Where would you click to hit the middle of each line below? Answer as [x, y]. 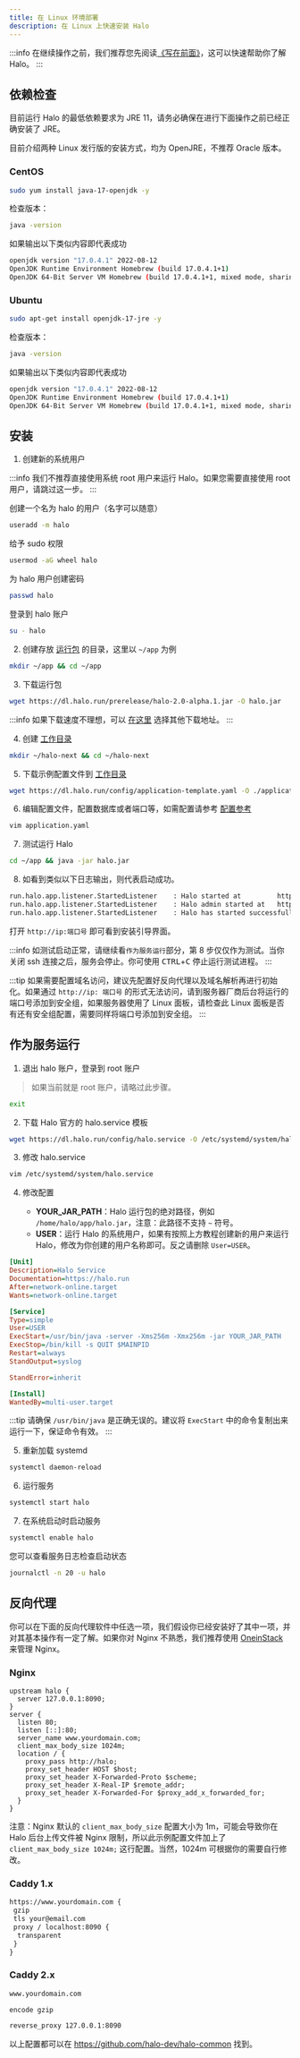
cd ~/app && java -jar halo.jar [69, 861]
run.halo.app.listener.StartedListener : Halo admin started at [137, 905]
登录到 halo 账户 [39, 614]
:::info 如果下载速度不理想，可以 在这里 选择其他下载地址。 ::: [121, 719]
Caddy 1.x [31, 1883]
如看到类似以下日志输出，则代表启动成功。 [100, 879]
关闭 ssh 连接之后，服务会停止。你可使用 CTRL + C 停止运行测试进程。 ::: [141, 961]
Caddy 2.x [32, 1975]
